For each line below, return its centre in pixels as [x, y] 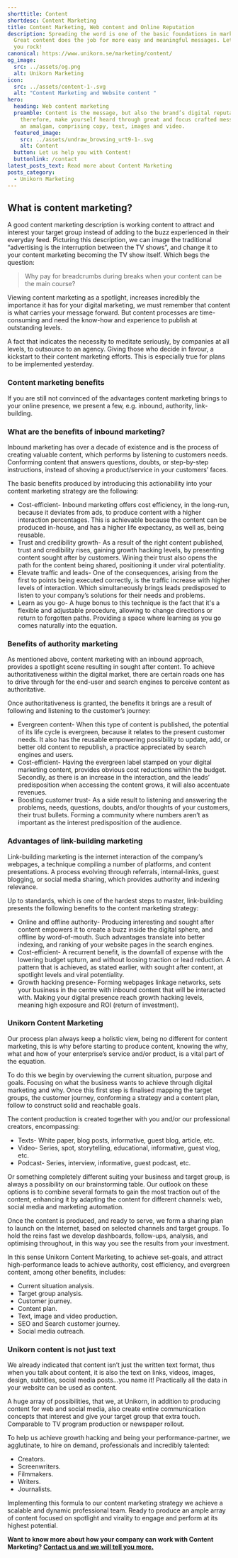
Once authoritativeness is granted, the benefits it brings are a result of [110, 703]
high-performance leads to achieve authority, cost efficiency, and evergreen [119, 1264]
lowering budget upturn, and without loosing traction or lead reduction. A [124, 959]
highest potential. [33, 1526]
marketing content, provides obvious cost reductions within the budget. [122, 770]
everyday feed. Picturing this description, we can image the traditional [110, 240]
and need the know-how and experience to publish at [119, 320]
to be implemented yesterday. [51, 364]
